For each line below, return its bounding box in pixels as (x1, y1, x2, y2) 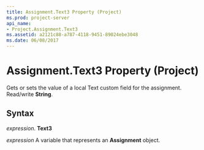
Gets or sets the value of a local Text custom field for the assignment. (6, 84, 182, 91)
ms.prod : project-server (6, 15, 70, 21)
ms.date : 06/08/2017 (6, 37, 59, 43)
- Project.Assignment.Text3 (6, 26, 78, 32)
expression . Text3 (6, 124, 52, 132)
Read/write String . (6, 90, 53, 98)
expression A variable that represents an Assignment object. (6, 136, 161, 144)
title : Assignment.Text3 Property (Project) (6, 9, 122, 15)
